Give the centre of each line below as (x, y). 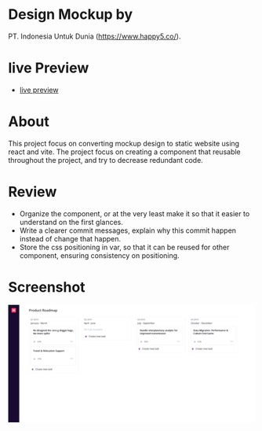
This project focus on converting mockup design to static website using (124, 143)
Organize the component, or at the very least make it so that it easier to (135, 213)
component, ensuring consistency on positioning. (99, 255)
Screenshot (47, 287)
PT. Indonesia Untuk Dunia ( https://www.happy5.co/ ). (95, 36)
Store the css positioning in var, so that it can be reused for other (124, 247)
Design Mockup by (71, 15)
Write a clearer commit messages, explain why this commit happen (128, 230)
